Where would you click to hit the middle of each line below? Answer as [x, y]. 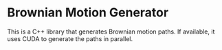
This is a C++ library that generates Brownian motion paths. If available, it [111, 32]
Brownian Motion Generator [88, 13]
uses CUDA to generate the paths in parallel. [70, 38]
